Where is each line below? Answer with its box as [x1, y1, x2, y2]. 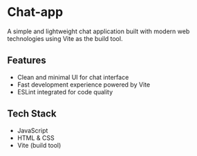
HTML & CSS [17, 133, 55, 142]
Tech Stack [7, 108, 57, 120]
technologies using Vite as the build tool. [7, 34, 123, 42]
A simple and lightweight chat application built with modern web [7, 27, 190, 35]
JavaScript [17, 126, 48, 135]
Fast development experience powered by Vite [17, 80, 151, 89]
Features [7, 55, 46, 67]
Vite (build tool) [17, 141, 62, 149]
